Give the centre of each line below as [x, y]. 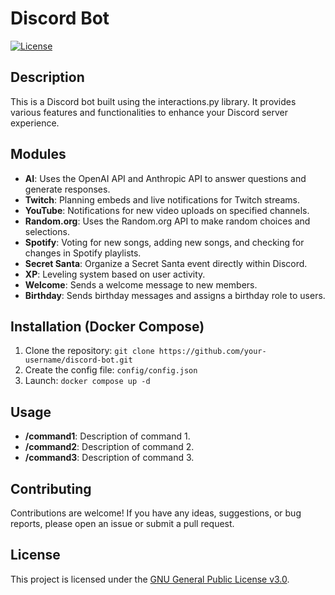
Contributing [51, 488]
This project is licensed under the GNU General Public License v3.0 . [150, 579]
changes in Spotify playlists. [83, 253]
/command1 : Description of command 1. [107, 436]
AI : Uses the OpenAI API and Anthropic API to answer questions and [165, 178]
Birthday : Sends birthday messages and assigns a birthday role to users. [175, 295]
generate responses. [67, 189]
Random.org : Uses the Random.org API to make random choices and [167, 221]
